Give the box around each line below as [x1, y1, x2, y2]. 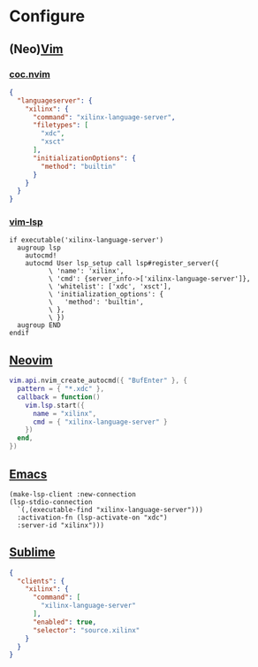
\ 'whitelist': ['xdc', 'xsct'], [48, 282, 172, 291]
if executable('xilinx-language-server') [9, 236, 164, 245]
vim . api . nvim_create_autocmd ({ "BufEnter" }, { [9, 376, 188, 386]
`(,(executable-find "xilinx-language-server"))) [17, 505, 203, 514]
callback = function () [17, 392, 101, 402]
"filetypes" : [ [32, 121, 89, 130]
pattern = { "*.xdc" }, [17, 385, 104, 394]
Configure [9, 6, 86, 27]
